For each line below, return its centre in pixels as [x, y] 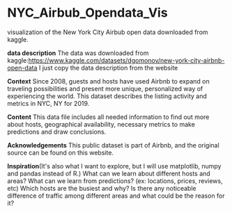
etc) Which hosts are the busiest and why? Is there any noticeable [102, 188]
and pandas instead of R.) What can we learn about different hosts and [109, 173]
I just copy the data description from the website [108, 68]
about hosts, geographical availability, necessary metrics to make [101, 124]
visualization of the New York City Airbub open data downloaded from [108, 32]
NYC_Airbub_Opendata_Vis [88, 13]
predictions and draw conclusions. [57, 132]
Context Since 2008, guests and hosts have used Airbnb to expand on [109, 81]
